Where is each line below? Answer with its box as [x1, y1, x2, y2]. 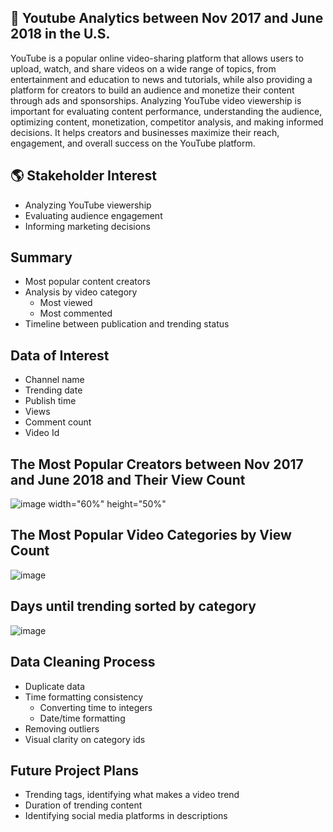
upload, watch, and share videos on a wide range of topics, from [10, 62, 277, 75]
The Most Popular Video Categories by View [10, 527, 292, 544]
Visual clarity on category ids [24, 733, 146, 745]
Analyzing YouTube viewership [24, 199, 152, 211]
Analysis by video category [24, 286, 138, 298]
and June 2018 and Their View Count [10, 471, 246, 488]
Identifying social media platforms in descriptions [24, 810, 228, 822]
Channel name [24, 374, 85, 386]
